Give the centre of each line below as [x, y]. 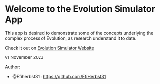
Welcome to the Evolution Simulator [80, 9]
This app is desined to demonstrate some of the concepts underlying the [79, 33]
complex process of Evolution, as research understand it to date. [71, 38]
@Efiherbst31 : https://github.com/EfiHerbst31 [59, 76]
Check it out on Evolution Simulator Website [50, 48]
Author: [13, 67]
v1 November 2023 [24, 57]
